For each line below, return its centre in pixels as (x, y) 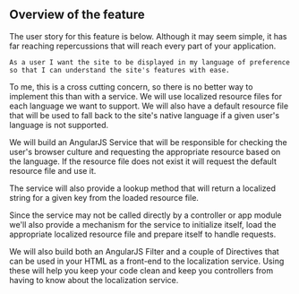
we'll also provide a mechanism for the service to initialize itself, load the (143, 224)
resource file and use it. (53, 170)
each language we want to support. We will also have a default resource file (149, 106)
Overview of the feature (77, 15)
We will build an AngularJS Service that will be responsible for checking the (149, 142)
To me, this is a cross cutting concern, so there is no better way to (131, 86)
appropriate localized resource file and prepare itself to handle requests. (143, 234)
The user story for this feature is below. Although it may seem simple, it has (148, 36)
